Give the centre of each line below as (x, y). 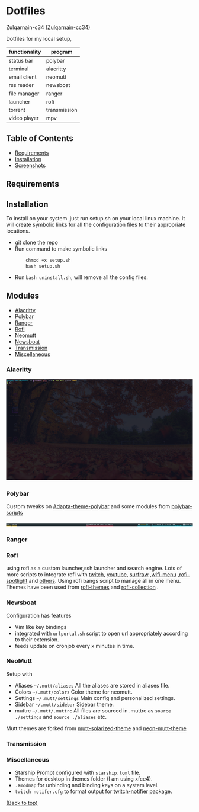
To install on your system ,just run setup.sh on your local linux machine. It (96, 218)
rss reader (21, 85)
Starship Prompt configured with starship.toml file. (78, 773)
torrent (17, 110)
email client (23, 77)
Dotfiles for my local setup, (39, 38)
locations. (18, 231)
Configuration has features (39, 615)
